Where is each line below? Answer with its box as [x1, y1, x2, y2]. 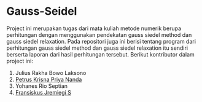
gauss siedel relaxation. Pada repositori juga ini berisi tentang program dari [6, 37, 196, 45]
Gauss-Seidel [6, 4, 77, 18]
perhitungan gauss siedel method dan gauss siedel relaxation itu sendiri [6, 44, 188, 52]
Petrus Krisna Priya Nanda [15, 76, 82, 83]
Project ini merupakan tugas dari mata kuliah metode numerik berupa [6, 25, 182, 32]
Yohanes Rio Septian [15, 82, 68, 90]
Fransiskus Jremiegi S [15, 88, 72, 96]
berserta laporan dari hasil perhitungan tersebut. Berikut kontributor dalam [6, 50, 195, 58]
